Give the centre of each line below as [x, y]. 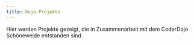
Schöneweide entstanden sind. [45, 35]
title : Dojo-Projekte [33, 12]
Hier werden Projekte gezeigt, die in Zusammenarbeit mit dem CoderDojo [97, 29]
